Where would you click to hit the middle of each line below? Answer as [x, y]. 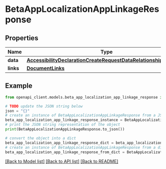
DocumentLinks [45, 68]
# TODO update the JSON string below [44, 106]
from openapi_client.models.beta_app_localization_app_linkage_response [82, 97]
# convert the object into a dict [41, 138]
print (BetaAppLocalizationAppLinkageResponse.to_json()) [65, 129]
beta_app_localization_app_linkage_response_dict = [59, 143]
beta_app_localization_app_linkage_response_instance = [64, 120]
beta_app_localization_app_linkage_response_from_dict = [65, 152]
